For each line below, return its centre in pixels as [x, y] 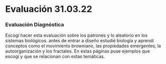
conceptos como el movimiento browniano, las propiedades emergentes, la [83, 46]
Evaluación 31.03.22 [49, 9]
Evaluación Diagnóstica [35, 25]
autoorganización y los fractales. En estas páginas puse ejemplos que [77, 51]
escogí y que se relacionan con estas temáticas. [55, 57]
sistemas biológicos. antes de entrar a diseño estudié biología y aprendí [80, 41]
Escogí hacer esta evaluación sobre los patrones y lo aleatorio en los [76, 35]
